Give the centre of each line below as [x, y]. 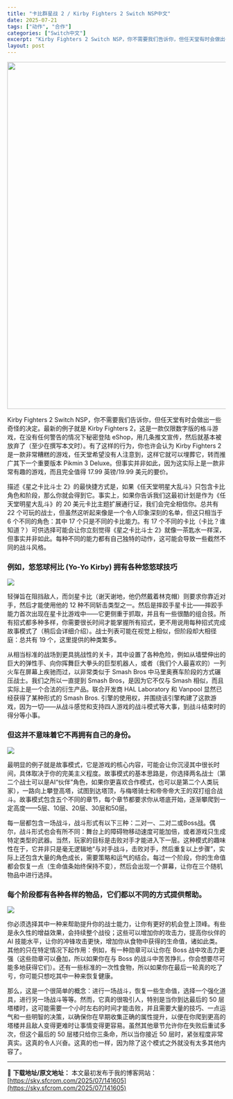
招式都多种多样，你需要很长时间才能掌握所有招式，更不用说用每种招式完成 [119, 623]
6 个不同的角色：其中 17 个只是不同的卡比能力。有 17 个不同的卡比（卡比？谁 [116, 521]
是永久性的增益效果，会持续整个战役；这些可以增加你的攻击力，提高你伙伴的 [116, 932]
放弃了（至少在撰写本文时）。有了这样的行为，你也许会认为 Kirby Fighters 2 [114, 446]
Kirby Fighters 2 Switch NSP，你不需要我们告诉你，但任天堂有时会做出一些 [114, 420]
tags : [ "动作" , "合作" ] [39, 26]
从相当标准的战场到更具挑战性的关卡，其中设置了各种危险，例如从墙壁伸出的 [116, 655]
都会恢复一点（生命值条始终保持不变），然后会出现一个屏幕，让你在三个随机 [115, 866]
